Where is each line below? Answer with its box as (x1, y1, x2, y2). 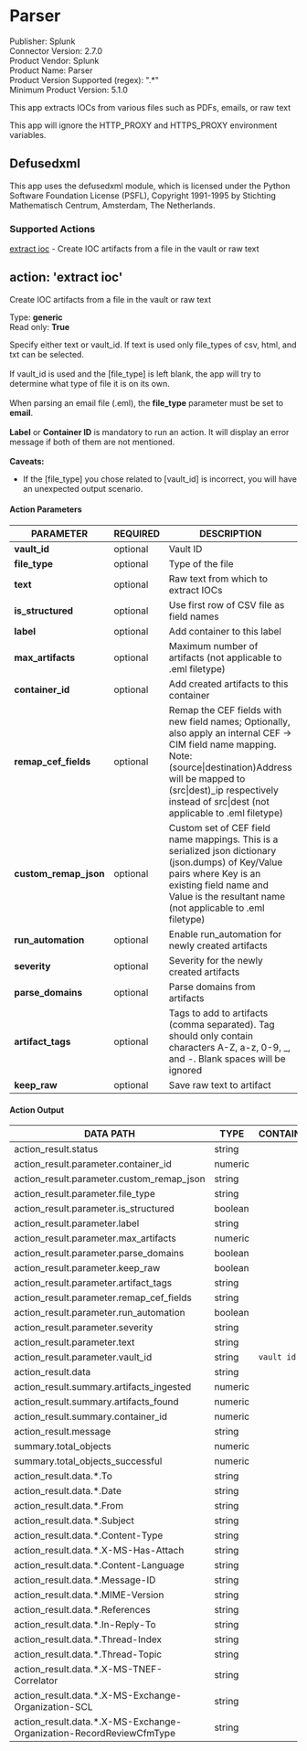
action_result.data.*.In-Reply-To (14, 1618, 157, 1631)
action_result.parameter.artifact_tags (14, 1276, 173, 1289)
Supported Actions (9, 222, 96, 235)
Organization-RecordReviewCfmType (14, 1727, 176, 1740)
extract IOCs (168, 584, 223, 597)
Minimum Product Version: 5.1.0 (9, 84, 128, 95)
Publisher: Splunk (9, 36, 76, 47)
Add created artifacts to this (168, 678, 289, 690)
